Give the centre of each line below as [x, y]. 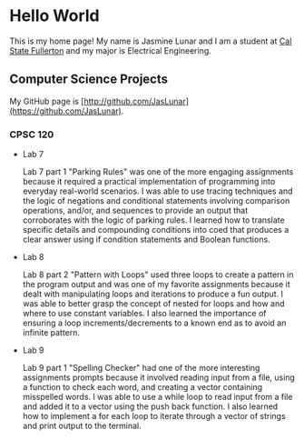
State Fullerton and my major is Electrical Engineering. [110, 50]
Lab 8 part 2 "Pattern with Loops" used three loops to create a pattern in [158, 275]
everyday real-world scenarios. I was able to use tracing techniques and [157, 191]
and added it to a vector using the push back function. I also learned [150, 406]
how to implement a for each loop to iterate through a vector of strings [154, 416]
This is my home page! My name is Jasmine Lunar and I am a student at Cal [151, 41]
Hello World [54, 16]
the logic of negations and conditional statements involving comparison [156, 201]
